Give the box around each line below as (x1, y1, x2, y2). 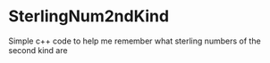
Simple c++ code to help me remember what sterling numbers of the (8, 35, 261, 46)
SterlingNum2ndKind (8, 6, 170, 27)
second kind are (8, 44, 68, 55)
